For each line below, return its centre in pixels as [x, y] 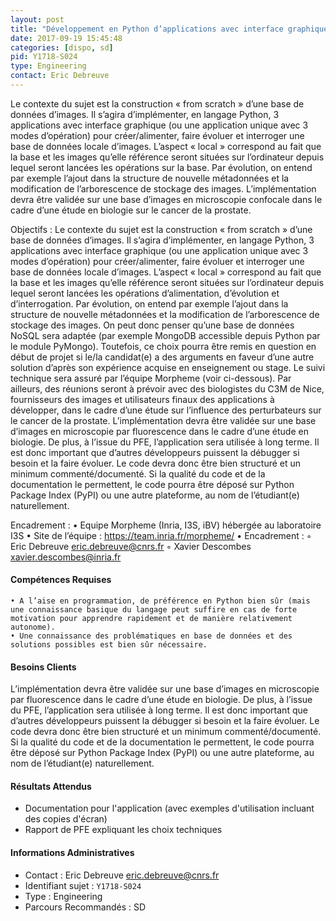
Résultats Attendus [51, 786]
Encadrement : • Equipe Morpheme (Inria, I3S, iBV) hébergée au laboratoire [166, 525]
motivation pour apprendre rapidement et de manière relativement [151, 619]
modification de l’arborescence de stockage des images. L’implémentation [163, 188]
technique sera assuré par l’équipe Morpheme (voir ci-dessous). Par [151, 378]
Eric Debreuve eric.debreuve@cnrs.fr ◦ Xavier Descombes [131, 546]
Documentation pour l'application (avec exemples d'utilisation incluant [169, 808]
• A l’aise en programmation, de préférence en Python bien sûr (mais [160, 601]
